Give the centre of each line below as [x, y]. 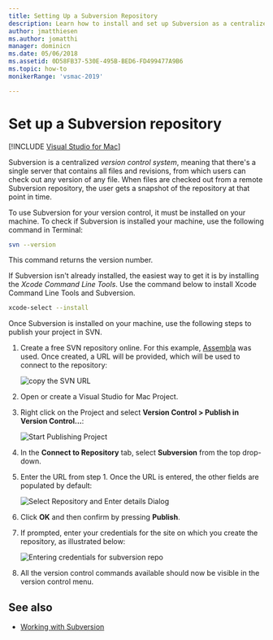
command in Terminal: [45, 229]
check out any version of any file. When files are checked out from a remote [136, 179]
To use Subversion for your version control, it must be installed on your [127, 212]
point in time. [30, 197]
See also [30, 607]
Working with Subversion [62, 627]
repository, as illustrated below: [73, 542]
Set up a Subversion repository [115, 124]
